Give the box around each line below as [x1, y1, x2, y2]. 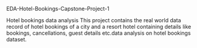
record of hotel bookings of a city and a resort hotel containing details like [6, 23, 192, 30]
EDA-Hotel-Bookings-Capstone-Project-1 [6, 5, 109, 12]
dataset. [6, 36, 27, 43]
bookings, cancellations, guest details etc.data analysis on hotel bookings [6, 29, 191, 37]
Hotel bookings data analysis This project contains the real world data [6, 17, 181, 23]
